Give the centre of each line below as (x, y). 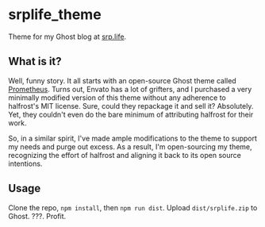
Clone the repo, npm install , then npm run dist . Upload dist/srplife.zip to (133, 207)
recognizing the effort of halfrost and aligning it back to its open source (125, 155)
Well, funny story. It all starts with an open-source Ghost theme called (122, 80)
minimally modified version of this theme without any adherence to (117, 98)
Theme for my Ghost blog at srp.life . (67, 37)
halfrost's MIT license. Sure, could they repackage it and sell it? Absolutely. (131, 106)
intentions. (25, 164)
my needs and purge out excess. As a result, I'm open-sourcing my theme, (130, 146)
